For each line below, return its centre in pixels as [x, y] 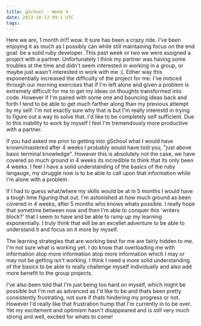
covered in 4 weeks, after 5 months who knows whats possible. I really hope [100, 204]
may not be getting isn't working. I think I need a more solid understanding [98, 260]
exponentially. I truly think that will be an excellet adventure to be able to [95, 223]
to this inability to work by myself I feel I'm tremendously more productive [97, 123]
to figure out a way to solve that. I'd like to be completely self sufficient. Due [100, 117]
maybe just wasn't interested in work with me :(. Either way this [84, 72]
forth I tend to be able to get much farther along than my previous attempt [97, 104]
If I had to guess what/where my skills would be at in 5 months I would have [100, 191]
